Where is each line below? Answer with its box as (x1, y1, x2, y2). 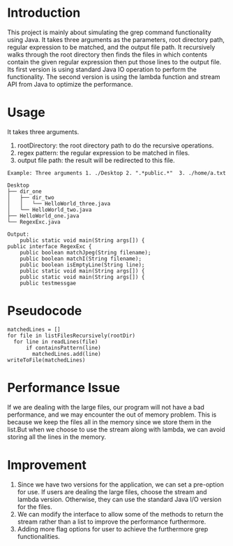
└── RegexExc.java (7, 218, 61, 225)
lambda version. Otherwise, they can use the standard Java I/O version (17, 495, 222, 503)
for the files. (17, 502, 52, 511)
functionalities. (17, 532, 61, 540)
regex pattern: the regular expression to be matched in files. (17, 148, 190, 157)
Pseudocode (7, 303, 82, 319)
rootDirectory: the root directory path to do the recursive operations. (17, 141, 214, 150)
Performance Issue (7, 380, 121, 396)
